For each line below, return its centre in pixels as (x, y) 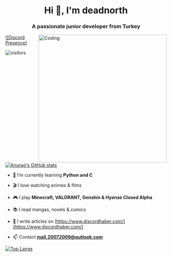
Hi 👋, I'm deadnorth (86, 10)
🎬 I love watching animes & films (47, 185)
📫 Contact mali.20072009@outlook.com (58, 237)
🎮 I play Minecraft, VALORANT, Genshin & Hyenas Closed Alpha (82, 197)
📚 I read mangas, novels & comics (49, 209)
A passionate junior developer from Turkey (86, 27)
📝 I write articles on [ (35, 221)
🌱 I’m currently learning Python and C (53, 175)
